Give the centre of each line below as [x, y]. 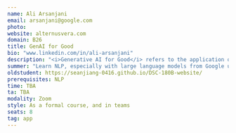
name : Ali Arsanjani [38, 14]
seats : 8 [20, 112]
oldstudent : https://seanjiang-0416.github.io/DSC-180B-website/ [105, 72]
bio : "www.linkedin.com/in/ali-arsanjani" [70, 53]
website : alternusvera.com [47, 33]
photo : [17, 27]
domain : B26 [25, 40]
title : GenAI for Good [40, 46]
